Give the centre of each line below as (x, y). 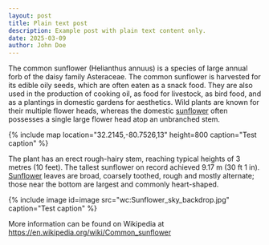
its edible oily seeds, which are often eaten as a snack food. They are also (130, 86)
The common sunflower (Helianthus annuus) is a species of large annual (128, 68)
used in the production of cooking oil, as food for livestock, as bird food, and (135, 94)
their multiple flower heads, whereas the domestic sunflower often (118, 111)
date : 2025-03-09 (37, 38)
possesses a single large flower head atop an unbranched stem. (114, 119)
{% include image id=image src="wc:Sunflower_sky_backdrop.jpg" (119, 200)
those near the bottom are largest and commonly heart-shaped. (114, 184)
